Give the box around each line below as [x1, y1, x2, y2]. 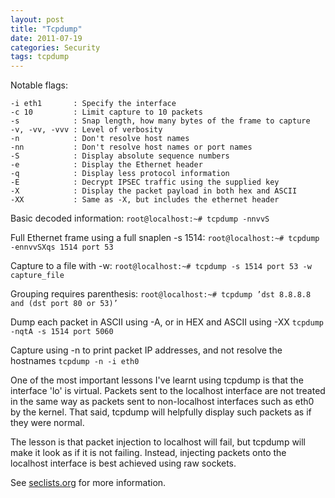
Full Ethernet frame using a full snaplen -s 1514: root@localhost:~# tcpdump [10, 232, 320, 244]
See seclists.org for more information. [10, 477, 167, 489]
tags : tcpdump [10, 52, 70, 62]
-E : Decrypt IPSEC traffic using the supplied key [10, 177, 280, 188]
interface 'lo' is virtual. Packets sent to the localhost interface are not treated [10, 385, 326, 397]
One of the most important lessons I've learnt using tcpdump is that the [10, 374, 304, 386]
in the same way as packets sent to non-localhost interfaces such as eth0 [10, 396, 315, 408]
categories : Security [10, 42, 101, 53]
